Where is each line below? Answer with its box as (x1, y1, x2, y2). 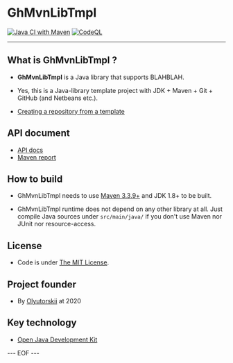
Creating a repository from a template (17, 107, 125, 115)
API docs (17, 146, 44, 154)
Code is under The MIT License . (17, 258, 110, 267)
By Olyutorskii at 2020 (17, 297, 82, 305)
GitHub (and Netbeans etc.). (17, 94, 98, 102)
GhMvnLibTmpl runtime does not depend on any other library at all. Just (17, 205, 223, 213)
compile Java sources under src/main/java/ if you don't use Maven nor (17, 212, 223, 221)
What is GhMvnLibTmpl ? (7, 54, 118, 67)
